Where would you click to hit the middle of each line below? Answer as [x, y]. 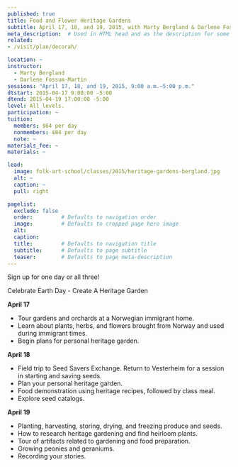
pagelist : [22, 204]
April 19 [19, 412]
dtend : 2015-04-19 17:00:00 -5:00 [58, 99]
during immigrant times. [52, 334]
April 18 [19, 355]
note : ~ [25, 139]
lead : [15, 165]
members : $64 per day [46, 126]
